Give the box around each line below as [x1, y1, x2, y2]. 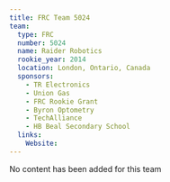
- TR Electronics [25, 80, 91, 89]
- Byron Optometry [25, 105, 94, 114]
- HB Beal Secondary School [25, 123, 130, 132]
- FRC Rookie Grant [25, 96, 99, 106]
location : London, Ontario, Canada [17, 64, 151, 73]
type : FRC [17, 30, 54, 39]
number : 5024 [17, 38, 67, 48]
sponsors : [17, 72, 54, 81]
